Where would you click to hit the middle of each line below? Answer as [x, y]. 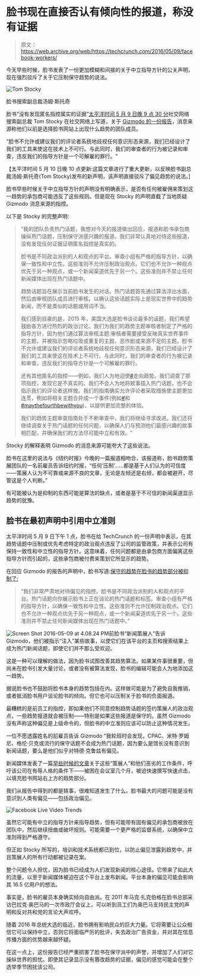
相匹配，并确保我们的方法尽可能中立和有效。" [77, 433]
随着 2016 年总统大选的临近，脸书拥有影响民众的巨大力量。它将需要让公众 [97, 924]
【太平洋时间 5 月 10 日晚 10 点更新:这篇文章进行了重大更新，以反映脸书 [94, 169]
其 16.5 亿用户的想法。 [33, 884]
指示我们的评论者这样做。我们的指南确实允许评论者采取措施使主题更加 [107, 390]
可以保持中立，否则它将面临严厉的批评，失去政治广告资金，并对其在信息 [105, 932]
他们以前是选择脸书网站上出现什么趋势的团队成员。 [79, 129]
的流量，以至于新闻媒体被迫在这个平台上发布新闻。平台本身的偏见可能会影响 [100, 877]
